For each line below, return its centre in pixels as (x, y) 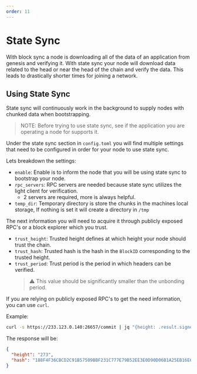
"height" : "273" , (33, 355)
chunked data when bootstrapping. (48, 114)
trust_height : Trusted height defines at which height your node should (100, 239)
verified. (25, 270)
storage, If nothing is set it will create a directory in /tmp (82, 210)
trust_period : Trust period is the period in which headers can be (93, 264)
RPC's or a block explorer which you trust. (57, 227)
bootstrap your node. (40, 178)
